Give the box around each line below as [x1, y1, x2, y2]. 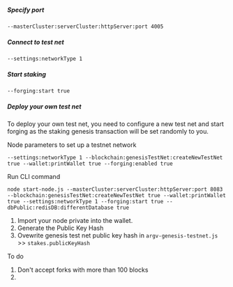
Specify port [7, 6, 45, 14]
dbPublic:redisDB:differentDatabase [7, 204, 114, 211]
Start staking [7, 70, 47, 78]
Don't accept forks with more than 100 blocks [17, 265, 149, 274]
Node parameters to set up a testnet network [7, 140, 137, 149]
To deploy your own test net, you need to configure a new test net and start [7, 119, 225, 128]
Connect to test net [7, 38, 64, 46]
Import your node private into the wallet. [17, 216, 133, 224]
